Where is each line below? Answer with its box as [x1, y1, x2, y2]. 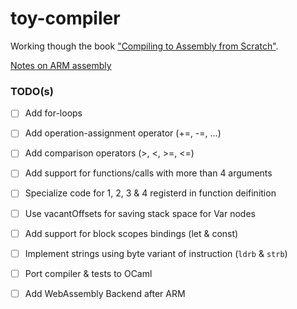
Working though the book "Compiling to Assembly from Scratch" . [10, 40, 279, 52]
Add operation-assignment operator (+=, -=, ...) [24, 127, 222, 139]
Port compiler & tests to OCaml [24, 267, 153, 279]
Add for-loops [24, 107, 83, 119]
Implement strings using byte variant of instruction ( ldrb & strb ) [24, 247, 288, 259]
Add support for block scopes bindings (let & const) [24, 227, 239, 239]
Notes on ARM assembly [10, 59, 112, 71]
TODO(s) [10, 84, 54, 98]
